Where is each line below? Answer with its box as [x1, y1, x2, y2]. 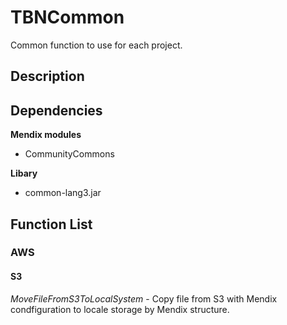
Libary [10, 167, 38, 180]
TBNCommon [10, 6, 125, 29]
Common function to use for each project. [10, 39, 183, 51]
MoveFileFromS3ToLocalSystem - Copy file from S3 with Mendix [10, 292, 278, 305]
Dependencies [10, 102, 103, 119]
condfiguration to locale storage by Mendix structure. [10, 303, 230, 315]
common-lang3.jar [24, 187, 102, 199]
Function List [10, 216, 93, 233]
